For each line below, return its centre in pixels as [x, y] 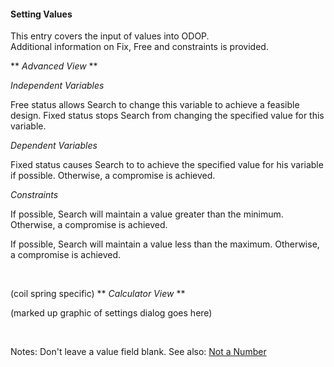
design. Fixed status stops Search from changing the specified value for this [167, 116]
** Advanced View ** [54, 66]
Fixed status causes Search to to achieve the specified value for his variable [167, 165]
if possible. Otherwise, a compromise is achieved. [113, 176]
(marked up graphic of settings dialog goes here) [111, 313]
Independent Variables [57, 86]
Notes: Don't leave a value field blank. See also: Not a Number [138, 352]
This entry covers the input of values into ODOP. [110, 36]
